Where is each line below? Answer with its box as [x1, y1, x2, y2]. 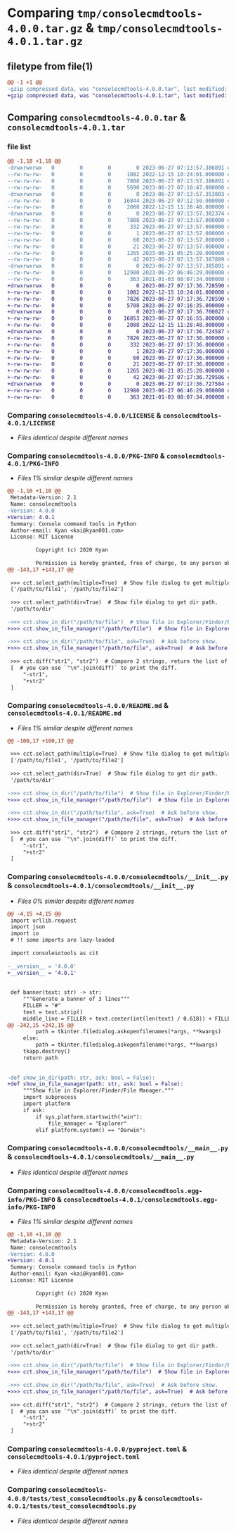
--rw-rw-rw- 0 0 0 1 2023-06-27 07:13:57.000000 [7, 230, 225, 237]
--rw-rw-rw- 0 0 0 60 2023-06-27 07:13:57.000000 [7, 236, 225, 244]
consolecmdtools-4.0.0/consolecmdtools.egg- [48, 1187, 203, 1195]
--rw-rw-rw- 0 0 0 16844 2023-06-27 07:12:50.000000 [7, 197, 225, 204]
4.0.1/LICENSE [7, 419, 55, 427]
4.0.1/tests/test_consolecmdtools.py [7, 1502, 137, 1510]
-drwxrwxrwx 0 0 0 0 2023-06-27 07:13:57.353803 [7, 190, 225, 198]
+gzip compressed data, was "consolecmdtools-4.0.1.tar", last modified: [7, 92, 228, 99]
